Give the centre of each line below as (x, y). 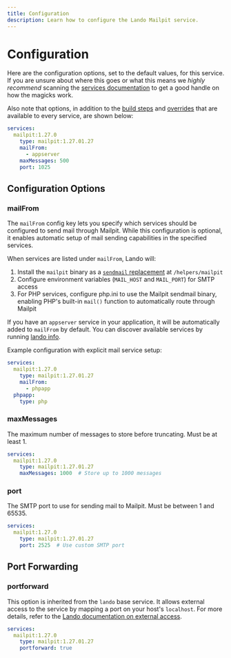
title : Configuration (38, 13)
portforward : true (46, 648)
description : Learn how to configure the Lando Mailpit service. (103, 20)
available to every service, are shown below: (70, 116)
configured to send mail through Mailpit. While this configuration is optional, (115, 231)
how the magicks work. (40, 95)
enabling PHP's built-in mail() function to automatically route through (116, 302)
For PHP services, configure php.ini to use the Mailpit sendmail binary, (117, 294)
